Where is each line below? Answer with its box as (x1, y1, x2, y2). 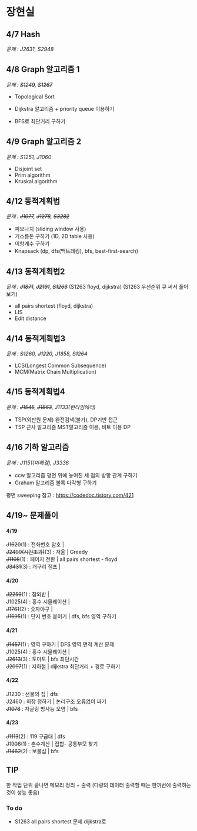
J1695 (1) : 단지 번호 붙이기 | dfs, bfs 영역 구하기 (6, 613, 116, 620)
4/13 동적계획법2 (6, 266, 65, 276)
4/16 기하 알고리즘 (6, 443, 69, 453)
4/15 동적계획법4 (6, 387, 66, 397)
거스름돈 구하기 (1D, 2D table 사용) (14, 233, 95, 240)
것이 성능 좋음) (6, 789, 40, 796)
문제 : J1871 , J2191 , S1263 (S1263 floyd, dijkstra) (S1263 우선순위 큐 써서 (6, 283, 178, 291)
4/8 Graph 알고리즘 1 (6, 64, 80, 74)
